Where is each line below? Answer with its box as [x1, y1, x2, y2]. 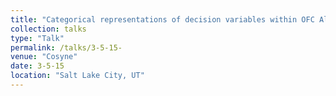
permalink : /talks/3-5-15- [10, 42, 123, 53]
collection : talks [10, 24, 87, 34]
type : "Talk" [10, 33, 65, 43]
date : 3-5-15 [10, 61, 65, 71]
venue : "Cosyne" [10, 52, 78, 62]
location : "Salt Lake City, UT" [10, 71, 145, 81]
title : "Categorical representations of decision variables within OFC [10, 14, 315, 25]
